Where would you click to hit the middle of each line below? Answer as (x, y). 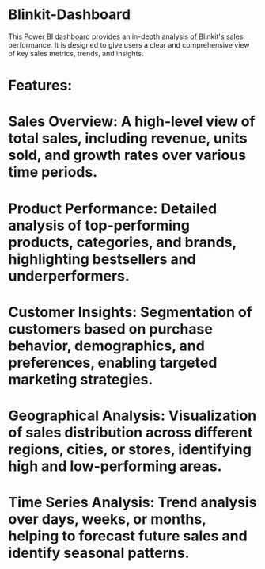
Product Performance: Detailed (113, 208)
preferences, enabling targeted (113, 363)
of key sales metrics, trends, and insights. (76, 53)
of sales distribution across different (131, 432)
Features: (40, 86)
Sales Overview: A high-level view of (132, 122)
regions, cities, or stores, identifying (130, 449)
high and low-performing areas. (115, 466)
